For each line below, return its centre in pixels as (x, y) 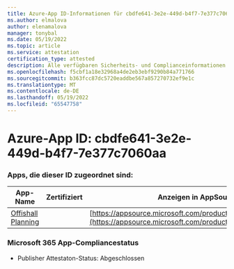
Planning (25, 222)
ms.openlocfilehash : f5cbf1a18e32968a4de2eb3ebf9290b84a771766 (101, 72)
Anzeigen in (178, 197)
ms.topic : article (34, 46)
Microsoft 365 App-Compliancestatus (73, 243)
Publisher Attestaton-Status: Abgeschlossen (81, 258)
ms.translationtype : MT (42, 85)
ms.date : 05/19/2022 (37, 40)
